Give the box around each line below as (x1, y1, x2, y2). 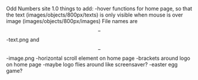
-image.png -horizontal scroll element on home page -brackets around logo (6, 55, 190, 62)
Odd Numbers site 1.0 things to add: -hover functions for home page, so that (6, 5, 193, 12)
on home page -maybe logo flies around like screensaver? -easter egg (6, 61, 178, 68)
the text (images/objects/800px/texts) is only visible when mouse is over (6, 11, 183, 18)
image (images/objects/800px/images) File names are (6, 18, 138, 24)
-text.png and (6, 36, 40, 43)
